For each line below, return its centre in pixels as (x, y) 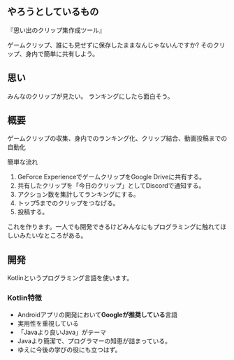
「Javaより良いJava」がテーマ (62, 332)
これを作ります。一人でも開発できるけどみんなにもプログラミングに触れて (114, 227)
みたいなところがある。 (53, 235)
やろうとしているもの (53, 12)
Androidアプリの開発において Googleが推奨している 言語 (97, 314)
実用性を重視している (48, 323)
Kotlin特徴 (24, 298)
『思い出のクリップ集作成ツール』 (56, 30)
